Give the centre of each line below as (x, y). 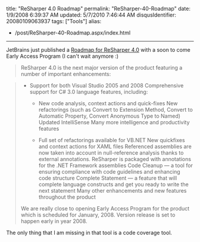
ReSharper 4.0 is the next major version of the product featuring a (101, 67)
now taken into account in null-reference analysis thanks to (111, 153)
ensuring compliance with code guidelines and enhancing (109, 172)
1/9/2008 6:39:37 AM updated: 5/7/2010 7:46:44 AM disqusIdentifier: (91, 15)
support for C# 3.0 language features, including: (89, 92)
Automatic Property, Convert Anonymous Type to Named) (109, 116)
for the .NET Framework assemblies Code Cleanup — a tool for (116, 165)
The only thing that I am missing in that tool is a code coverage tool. (89, 232)
